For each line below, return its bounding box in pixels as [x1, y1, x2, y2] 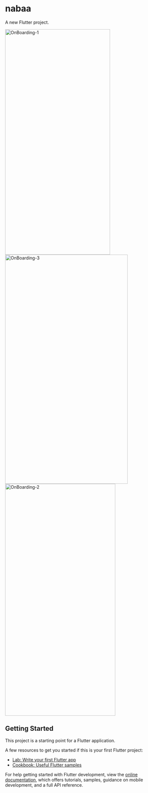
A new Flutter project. [5, 19, 49, 25]
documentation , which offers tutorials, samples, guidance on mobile [5, 777, 143, 783]
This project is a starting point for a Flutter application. [5, 737, 115, 744]
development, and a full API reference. [5, 782, 83, 788]
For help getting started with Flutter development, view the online [5, 771, 138, 777]
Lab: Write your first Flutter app [12, 756, 76, 762]
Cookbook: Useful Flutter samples [12, 762, 82, 768]
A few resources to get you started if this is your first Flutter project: [5, 747, 143, 753]
